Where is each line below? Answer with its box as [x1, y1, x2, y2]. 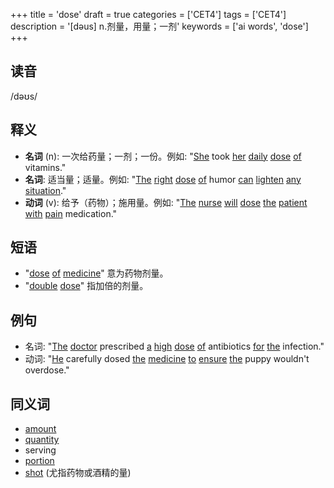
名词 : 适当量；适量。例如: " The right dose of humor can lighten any [24, 173, 302, 185]
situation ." [24, 184, 67, 196]
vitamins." [24, 161, 67, 173]
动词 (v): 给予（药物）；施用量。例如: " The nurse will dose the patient [24, 196, 308, 208]
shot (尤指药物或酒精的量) [24, 467, 132, 479]
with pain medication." [24, 207, 118, 219]
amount [24, 423, 57, 435]
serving [24, 444, 57, 456]
